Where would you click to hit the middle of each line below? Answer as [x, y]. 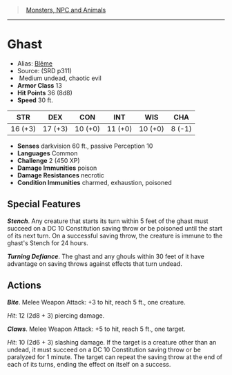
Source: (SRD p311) [45, 70]
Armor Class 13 [39, 85]
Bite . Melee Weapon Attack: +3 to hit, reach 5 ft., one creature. [96, 302]
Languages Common [47, 153]
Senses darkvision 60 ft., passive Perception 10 [85, 146]
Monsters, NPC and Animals [66, 10]
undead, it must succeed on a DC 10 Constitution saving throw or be [104, 349]
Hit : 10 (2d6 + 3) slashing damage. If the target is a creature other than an [112, 342]
